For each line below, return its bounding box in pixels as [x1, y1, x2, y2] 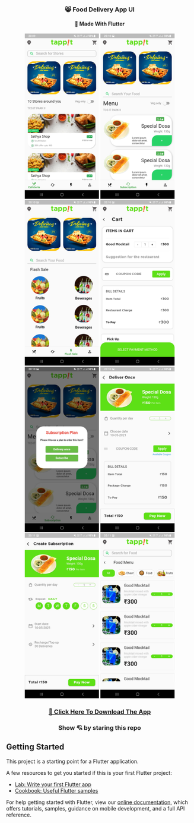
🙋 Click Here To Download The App [48, 707, 151, 715]
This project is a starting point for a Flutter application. [6, 758, 139, 765]
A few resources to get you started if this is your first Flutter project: [6, 769, 172, 776]
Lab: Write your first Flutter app [14, 781, 92, 788]
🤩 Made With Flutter [74, 20, 125, 27]
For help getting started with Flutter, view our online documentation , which [6, 799, 189, 806]
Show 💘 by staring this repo [58, 723, 141, 731]
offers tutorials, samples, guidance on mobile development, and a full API [6, 805, 185, 812]
